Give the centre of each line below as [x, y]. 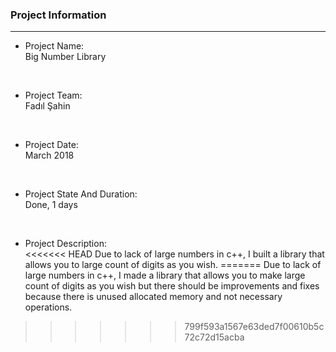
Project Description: [65, 244]
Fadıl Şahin [47, 106]
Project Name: [54, 46]
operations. [48, 307]
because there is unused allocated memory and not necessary [153, 297]
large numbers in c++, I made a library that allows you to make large [165, 275]
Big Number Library [65, 57]
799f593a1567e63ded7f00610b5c [254, 327]
